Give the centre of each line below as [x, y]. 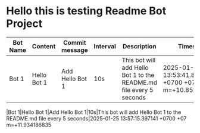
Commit [75, 42]
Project [24, 24]
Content [44, 46]
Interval [105, 46]
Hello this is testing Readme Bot [86, 11]
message [75, 50]
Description [139, 46]
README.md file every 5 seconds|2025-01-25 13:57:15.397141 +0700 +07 [96, 118]
